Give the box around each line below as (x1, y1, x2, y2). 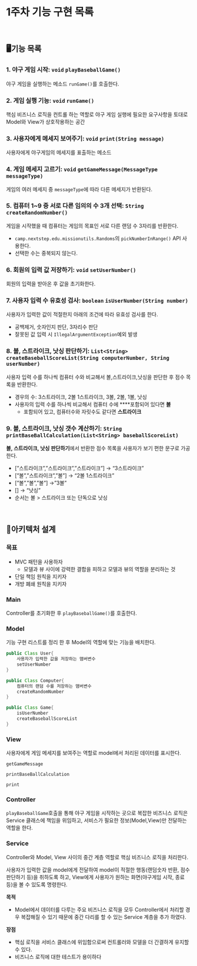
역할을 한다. (6, 824, 34, 831)
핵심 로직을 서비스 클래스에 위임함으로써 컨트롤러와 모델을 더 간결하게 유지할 (14, 938, 189, 945)
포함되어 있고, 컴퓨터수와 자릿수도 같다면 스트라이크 (23, 408, 142, 415)
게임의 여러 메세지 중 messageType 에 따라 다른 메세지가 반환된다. (6, 185, 153, 192)
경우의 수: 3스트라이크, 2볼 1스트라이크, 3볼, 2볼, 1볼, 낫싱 (14, 393, 147, 400)
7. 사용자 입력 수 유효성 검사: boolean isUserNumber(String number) (6, 296, 189, 304)
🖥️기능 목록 (6, 44, 42, 54)
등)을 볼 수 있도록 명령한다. (6, 880, 68, 888)
